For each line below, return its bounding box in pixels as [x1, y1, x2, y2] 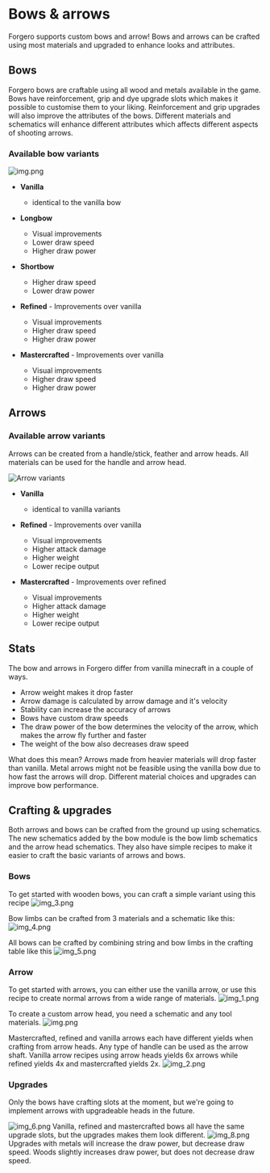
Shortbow [19, 262, 55, 271]
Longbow [19, 213, 52, 223]
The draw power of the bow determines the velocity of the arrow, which [19, 722, 259, 731]
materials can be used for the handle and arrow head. [8, 457, 187, 467]
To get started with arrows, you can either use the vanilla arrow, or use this [8, 984, 256, 994]
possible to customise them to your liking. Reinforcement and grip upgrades [8, 102, 260, 111]
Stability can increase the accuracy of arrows [19, 704, 171, 714]
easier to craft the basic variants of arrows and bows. [8, 851, 186, 861]
